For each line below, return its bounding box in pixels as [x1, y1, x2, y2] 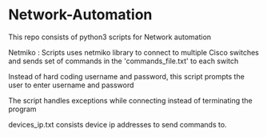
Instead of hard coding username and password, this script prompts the [8, 71, 245, 81]
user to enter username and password [8, 80, 134, 90]
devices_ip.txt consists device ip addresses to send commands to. [8, 119, 227, 129]
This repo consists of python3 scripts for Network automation [8, 32, 212, 42]
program [8, 104, 37, 114]
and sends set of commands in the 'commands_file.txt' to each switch [8, 56, 239, 66]
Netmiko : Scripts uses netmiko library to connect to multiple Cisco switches [8, 47, 260, 57]
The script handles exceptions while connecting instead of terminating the [8, 95, 253, 105]
